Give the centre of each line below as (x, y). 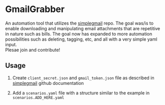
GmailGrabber (35, 9)
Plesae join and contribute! (33, 50)
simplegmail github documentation (48, 83)
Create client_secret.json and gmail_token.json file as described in (83, 78)
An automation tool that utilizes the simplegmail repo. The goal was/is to (79, 23)
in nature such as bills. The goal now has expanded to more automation (79, 34)
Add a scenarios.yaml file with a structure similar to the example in (81, 93)
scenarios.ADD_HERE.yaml (38, 97)
